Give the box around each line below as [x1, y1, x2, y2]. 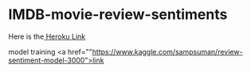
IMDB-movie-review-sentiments [8, 6, 228, 24]
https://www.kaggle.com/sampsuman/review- [92, 47, 243, 56]
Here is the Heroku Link [8, 32, 86, 41]
